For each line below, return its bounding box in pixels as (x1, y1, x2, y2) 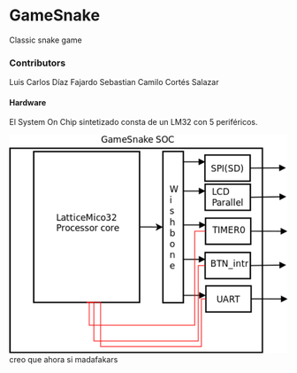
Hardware (9, 97, 47, 107)
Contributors (9, 57, 66, 69)
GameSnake (9, 5, 100, 26)
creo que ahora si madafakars (9, 354, 118, 365)
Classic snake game (9, 35, 82, 45)
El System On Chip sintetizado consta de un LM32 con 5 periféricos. (9, 117, 258, 128)
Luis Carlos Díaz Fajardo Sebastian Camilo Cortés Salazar (9, 77, 219, 88)
